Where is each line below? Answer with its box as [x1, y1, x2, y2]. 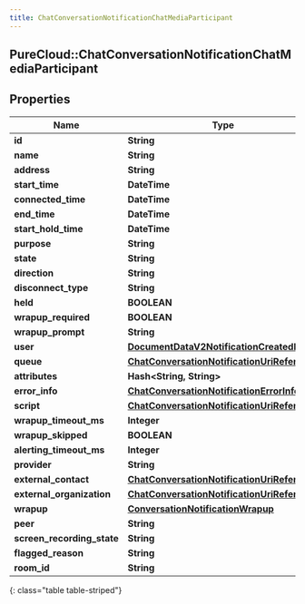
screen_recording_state [14, 531, 120, 544]
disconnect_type [14, 281, 89, 294]
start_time [14, 178, 59, 190]
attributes [14, 369, 57, 382]
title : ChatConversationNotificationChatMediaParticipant [9, 13, 233, 23]
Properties [9, 92, 71, 107]
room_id [14, 561, 50, 574]
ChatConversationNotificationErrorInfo [127, 385, 300, 397]
